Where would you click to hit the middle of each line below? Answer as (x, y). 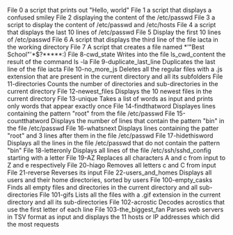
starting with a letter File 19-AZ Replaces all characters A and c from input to (116, 158)
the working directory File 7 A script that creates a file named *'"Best (106, 47)
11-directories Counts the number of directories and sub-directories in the (113, 84)
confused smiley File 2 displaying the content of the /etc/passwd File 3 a (111, 17)
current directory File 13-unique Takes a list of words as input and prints (110, 99)
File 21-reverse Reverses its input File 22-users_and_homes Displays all (110, 172)
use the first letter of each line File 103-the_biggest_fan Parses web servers (115, 209)
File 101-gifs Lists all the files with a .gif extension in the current (130, 195)
